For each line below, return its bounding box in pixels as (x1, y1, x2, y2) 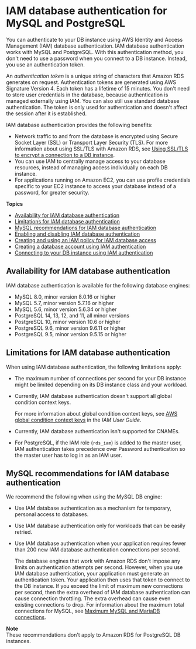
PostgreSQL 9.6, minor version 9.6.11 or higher (14, 324, 126, 332)
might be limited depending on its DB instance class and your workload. (14, 381, 188, 388)
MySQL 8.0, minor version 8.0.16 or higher (14, 293, 116, 300)
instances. (6, 638, 31, 645)
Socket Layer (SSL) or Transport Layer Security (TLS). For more (14, 139, 169, 146)
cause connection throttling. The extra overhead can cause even (14, 595, 171, 602)
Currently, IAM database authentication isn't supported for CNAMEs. (14, 427, 180, 434)
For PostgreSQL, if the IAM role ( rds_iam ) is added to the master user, (14, 439, 182, 446)
